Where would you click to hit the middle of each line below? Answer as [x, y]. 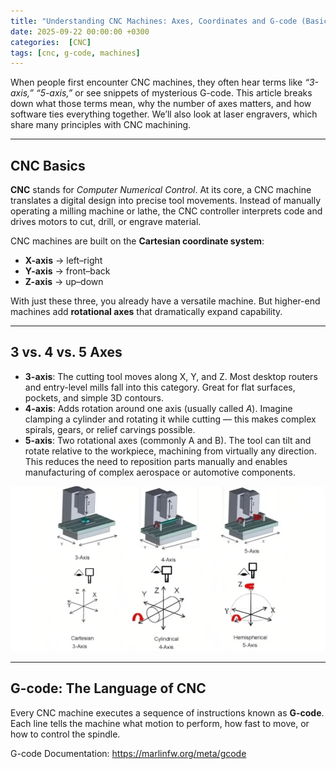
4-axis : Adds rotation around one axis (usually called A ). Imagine [158, 408]
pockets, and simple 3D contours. [94, 397]
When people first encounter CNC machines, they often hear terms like [156, 82]
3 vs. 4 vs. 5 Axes [66, 352]
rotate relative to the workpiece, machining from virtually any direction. [170, 451]
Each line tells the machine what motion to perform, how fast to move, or [160, 723]
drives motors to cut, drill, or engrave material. [106, 222]
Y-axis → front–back [67, 271]
